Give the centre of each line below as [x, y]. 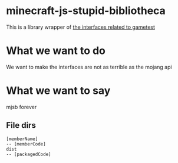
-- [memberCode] [26, 144]
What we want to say [58, 91]
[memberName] [22, 139]
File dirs [21, 125]
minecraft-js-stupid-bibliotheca [86, 11]
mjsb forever [22, 107]
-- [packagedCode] [29, 154]
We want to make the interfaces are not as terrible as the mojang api [89, 67]
